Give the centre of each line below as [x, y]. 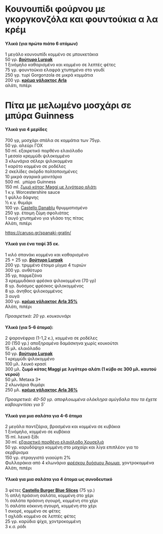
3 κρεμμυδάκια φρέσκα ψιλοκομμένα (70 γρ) [51, 280]
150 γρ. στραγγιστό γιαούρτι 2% [38, 458]
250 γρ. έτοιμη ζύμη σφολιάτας [37, 213]
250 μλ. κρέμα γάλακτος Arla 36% [41, 390]
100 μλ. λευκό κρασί [26, 364]
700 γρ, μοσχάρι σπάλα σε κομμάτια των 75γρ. [53, 140]
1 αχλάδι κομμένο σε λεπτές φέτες [41, 516]
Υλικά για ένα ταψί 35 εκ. [32, 244]
